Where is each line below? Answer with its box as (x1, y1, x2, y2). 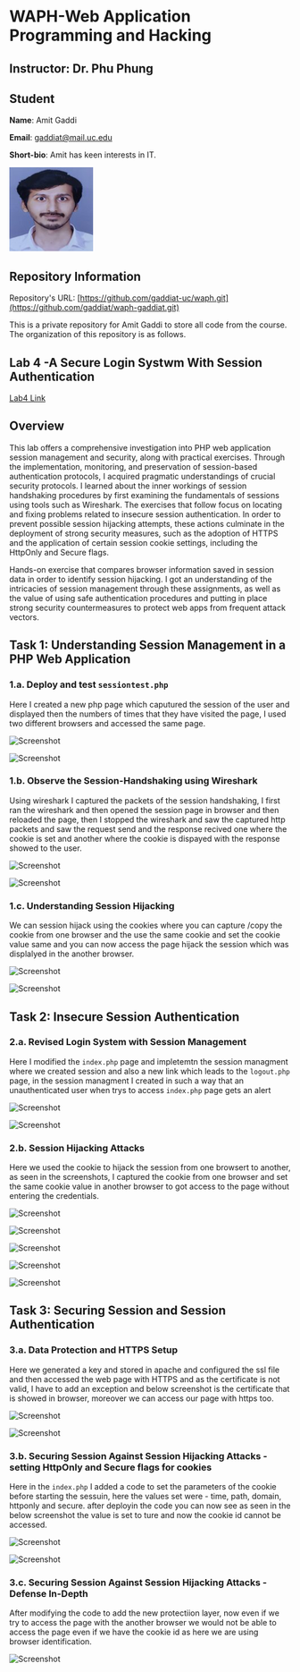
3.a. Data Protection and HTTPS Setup (9, 1344, 179, 1356)
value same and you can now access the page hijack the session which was (9, 939, 289, 950)
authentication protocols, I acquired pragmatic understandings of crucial (9, 471, 276, 481)
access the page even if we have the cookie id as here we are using (9, 1626, 259, 1638)
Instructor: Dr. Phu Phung (9, 61, 154, 76)
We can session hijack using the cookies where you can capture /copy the (9, 920, 283, 931)
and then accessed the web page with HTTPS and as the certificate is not (9, 1373, 280, 1384)
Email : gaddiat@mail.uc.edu (9, 132, 113, 143)
